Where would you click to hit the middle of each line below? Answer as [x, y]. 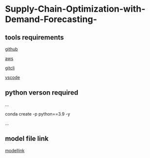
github [11, 49]
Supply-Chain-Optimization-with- [75, 9]
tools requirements [35, 37]
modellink [15, 150]
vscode [13, 77]
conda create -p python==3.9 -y [38, 114]
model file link [27, 139]
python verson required [42, 93]
